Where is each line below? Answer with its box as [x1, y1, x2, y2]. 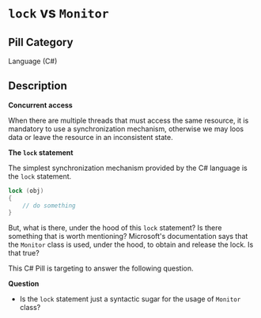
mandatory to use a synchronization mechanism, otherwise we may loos [8, 123, 244, 134]
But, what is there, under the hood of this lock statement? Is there [8, 223, 222, 233]
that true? [8, 248, 40, 258]
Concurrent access [8, 100, 73, 110]
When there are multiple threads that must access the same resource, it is [8, 115, 249, 125]
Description [8, 79, 67, 93]
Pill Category [8, 36, 74, 49]
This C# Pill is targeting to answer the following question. [8, 263, 194, 273]
